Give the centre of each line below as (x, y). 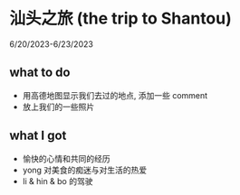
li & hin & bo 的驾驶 (58, 181)
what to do (40, 73)
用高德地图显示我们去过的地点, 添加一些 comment (115, 95)
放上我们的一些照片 (58, 107)
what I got (38, 136)
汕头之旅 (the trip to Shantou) (121, 19)
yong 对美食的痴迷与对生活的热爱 (85, 170)
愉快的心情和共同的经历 (66, 158)
